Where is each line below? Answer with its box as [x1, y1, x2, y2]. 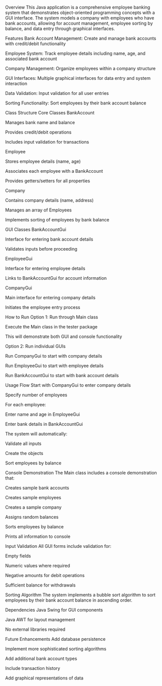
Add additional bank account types [5, 655, 77, 661]
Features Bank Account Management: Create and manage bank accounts [5, 35, 156, 41]
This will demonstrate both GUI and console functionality [5, 333, 122, 339]
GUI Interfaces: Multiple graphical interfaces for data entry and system [5, 75, 151, 81]
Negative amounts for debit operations [5, 573, 85, 578]
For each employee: [5, 402, 46, 407]
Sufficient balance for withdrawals [5, 582, 76, 588]
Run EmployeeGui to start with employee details [5, 363, 104, 369]
